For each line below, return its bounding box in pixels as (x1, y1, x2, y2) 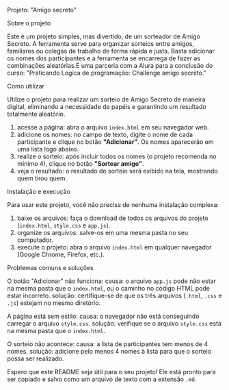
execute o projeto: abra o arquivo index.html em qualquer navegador (16, 243, 212, 251)
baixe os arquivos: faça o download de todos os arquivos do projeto (16, 214, 208, 222)
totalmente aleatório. (7, 110, 66, 118)
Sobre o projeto (7, 19, 51, 27)
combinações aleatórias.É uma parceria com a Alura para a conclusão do (7, 62, 213, 69)
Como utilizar (7, 82, 45, 90)
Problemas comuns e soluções (7, 264, 94, 271)
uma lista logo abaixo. (16, 145, 79, 153)
